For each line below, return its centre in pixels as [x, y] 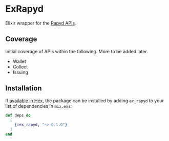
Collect [20, 66]
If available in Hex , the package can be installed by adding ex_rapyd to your [84, 101]
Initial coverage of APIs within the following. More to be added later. [77, 51]
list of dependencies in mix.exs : [39, 106]
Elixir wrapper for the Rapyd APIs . [41, 23]
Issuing [20, 72]
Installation [24, 88]
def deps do [18, 115]
